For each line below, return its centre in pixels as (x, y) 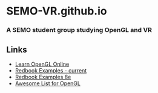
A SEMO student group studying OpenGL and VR (79, 30)
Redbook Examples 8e (43, 77)
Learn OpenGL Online (42, 64)
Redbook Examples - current (51, 70)
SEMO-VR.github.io (57, 11)
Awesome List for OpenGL (48, 83)
